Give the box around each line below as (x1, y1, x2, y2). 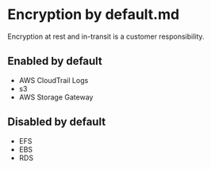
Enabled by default (7, 54, 102, 68)
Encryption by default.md (7, 6, 180, 24)
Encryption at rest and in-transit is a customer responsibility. (7, 32, 205, 41)
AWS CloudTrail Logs (18, 75, 89, 84)
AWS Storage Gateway (18, 92, 94, 102)
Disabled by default (7, 115, 106, 129)
